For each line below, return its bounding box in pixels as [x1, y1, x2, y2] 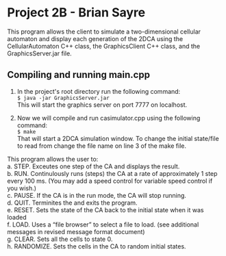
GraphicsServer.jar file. [7, 49, 72, 57]
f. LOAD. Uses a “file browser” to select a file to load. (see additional [7, 220, 199, 229]
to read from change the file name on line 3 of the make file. [16, 142, 187, 150]
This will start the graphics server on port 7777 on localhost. [16, 101, 188, 109]
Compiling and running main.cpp [7, 69, 151, 81]
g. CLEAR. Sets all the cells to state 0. [7, 235, 113, 243]
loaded [7, 213, 27, 221]
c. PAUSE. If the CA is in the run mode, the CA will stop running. [7, 191, 187, 199]
